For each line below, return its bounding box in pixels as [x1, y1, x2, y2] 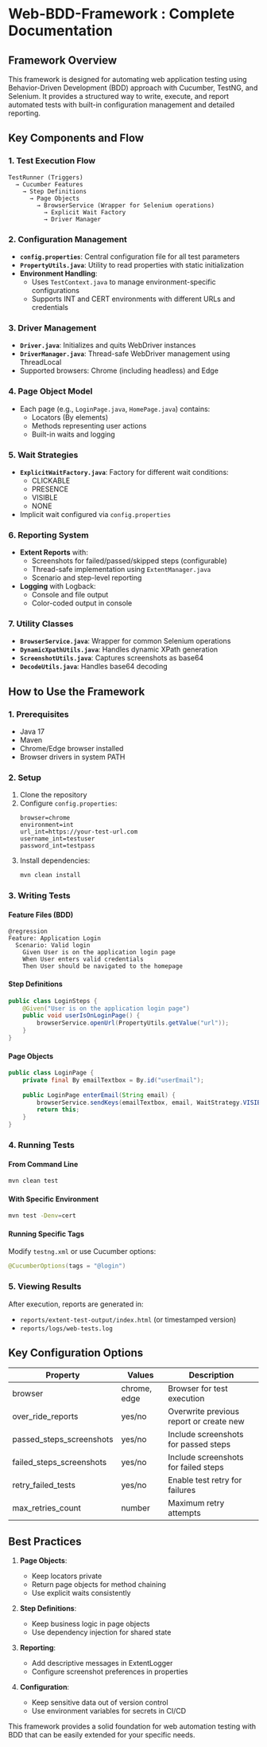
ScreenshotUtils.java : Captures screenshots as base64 [19, 653, 204, 663]
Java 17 [19, 727, 45, 737]
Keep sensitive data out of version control [31, 1698, 168, 1707]
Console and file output [31, 590, 109, 600]
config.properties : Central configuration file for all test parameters [19, 252, 240, 261]
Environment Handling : [19, 268, 98, 278]
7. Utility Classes [8, 618, 74, 629]
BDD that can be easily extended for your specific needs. [8, 1730, 195, 1740]
